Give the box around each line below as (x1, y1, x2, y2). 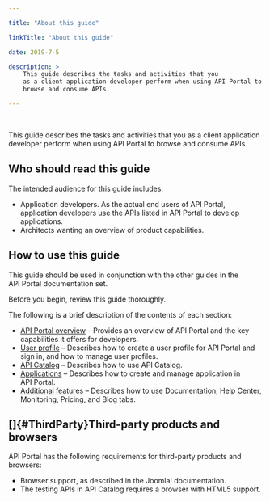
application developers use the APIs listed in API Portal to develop (19, 208, 240, 217)
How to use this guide (8, 248, 120, 263)
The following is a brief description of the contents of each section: (8, 310, 233, 319)
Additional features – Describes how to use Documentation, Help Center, (19, 386, 262, 395)
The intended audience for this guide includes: (8, 184, 164, 193)
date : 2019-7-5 (8, 48, 60, 57)
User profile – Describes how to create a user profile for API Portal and (19, 343, 255, 352)
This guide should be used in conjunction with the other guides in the (8, 270, 239, 280)
